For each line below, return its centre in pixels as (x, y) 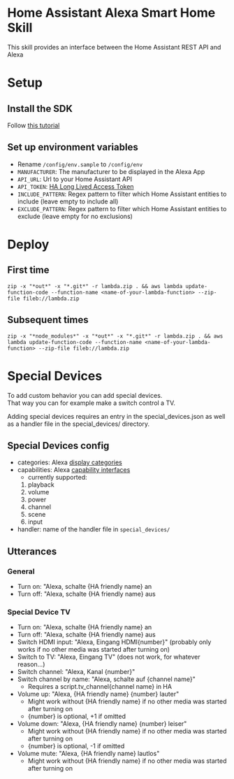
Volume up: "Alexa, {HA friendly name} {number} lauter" (98, 694)
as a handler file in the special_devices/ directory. (79, 424)
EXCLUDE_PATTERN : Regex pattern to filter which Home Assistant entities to (122, 208)
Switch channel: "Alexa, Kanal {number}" (76, 672)
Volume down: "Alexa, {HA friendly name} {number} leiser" (102, 724)
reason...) (31, 664)
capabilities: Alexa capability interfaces (74, 470)
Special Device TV (39, 612)
